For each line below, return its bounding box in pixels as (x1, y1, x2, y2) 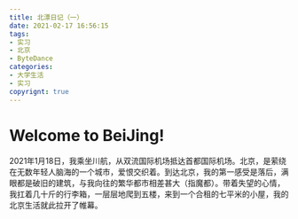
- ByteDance (9, 54, 53, 63)
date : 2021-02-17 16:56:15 (9, 21, 109, 30)
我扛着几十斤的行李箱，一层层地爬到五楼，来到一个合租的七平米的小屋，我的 (9, 189, 289, 199)
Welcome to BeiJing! (9, 125, 165, 145)
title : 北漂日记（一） (9, 12, 84, 22)
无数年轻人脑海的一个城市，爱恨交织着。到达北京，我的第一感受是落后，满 (16, 167, 289, 177)
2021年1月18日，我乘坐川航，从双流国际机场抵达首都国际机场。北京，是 (9, 156, 271, 167)
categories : (9, 63, 53, 72)
